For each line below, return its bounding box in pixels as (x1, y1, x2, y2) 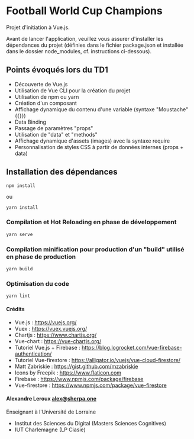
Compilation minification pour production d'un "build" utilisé (6, 245, 185, 253)
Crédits (6, 306, 25, 313)
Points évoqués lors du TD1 (6, 65, 108, 75)
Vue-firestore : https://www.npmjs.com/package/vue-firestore (14, 382, 167, 389)
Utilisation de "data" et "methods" (14, 131, 98, 138)
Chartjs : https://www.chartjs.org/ (14, 331, 97, 338)
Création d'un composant (14, 99, 77, 106)
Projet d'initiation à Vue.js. (6, 24, 70, 31)
